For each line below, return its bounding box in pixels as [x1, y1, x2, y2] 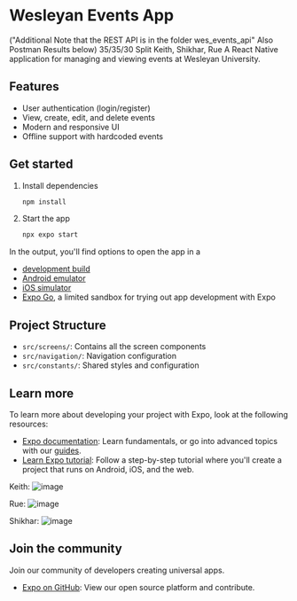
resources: [9, 418, 49, 429]
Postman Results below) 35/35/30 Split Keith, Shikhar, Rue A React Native [9, 43, 279, 54]
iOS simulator [21, 283, 72, 293]
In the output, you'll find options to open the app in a [9, 246, 201, 257]
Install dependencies [21, 180, 99, 191]
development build [21, 263, 90, 275]
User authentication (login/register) [21, 103, 151, 113]
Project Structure [9, 317, 106, 332]
